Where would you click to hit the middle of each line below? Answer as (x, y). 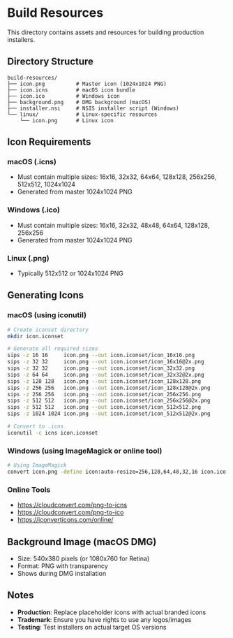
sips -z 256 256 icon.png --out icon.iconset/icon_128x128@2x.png (109, 388)
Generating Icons (45, 295)
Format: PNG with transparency (62, 566)
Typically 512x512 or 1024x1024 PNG (70, 273)
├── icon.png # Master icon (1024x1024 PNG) (87, 84)
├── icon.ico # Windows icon (63, 96)
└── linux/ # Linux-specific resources (82, 114)
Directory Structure (51, 62)
